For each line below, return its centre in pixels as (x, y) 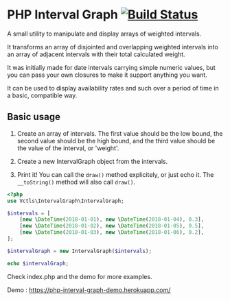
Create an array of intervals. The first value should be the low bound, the (120, 133)
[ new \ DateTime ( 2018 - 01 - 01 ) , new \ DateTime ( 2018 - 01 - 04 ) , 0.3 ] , (112, 219)
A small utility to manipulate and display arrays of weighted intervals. (104, 34)
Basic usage (34, 117)
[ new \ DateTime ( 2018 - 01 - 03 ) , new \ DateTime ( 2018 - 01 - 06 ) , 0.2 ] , (112, 232)
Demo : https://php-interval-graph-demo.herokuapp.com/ (89, 290)
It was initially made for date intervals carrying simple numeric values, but (112, 67)
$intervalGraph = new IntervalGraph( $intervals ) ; (80, 251)
